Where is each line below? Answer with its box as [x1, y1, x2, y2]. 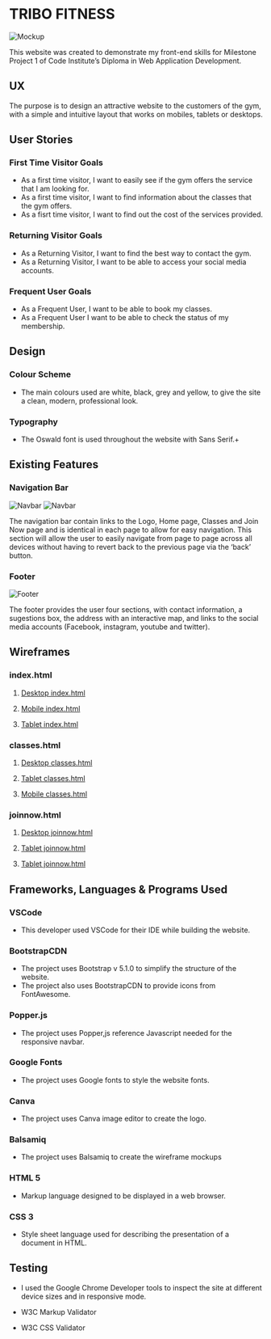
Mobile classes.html [20, 789, 88, 799]
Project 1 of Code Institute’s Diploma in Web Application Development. [9, 56, 242, 65]
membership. [20, 321, 65, 332]
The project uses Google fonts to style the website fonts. [20, 1075, 210, 1084]
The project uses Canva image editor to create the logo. [20, 1113, 206, 1124]
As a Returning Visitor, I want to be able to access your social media [20, 256, 247, 267]
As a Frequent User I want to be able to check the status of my [20, 313, 229, 323]
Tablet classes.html [20, 773, 85, 783]
